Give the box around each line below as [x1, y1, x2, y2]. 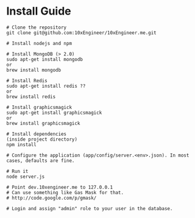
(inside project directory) [6, 136, 78, 142]
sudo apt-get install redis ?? [6, 83, 86, 89]
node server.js [6, 174, 45, 180]
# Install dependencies [6, 131, 67, 137]
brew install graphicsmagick [6, 120, 80, 126]
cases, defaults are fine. [6, 157, 75, 164]
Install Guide [6, 4, 71, 18]
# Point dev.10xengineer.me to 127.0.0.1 [6, 184, 113, 190]
